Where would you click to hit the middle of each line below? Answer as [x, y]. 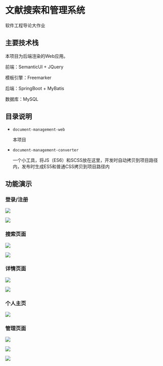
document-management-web [39, 130]
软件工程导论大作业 [25, 25]
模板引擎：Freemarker [28, 77]
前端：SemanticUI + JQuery [34, 67]
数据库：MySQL [22, 99]
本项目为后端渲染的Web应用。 [37, 56]
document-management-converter [46, 150]
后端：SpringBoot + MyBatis [35, 88]
